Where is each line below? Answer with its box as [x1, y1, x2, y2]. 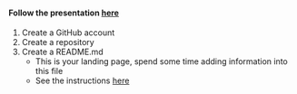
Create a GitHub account [21, 27, 115, 38]
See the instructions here [35, 75, 130, 86]
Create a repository [21, 37, 94, 48]
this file [35, 66, 64, 77]
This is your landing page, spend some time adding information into [35, 56, 288, 67]
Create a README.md [21, 46, 104, 58]
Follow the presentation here [8, 7, 120, 18]
